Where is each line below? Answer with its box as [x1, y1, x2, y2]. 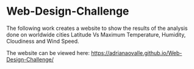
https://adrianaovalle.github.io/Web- [91, 49, 182, 56]
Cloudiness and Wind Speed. [6, 37, 79, 45]
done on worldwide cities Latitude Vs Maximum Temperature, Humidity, [6, 31, 186, 38]
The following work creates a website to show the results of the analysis [6, 24, 188, 32]
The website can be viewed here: [6, 49, 90, 56]
